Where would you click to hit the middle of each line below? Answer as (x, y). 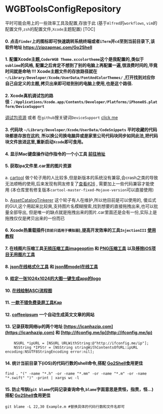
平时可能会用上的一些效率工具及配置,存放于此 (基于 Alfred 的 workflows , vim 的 (81, 23)
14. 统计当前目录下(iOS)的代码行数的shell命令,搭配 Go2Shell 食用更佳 (74, 363)
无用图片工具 (22, 254)
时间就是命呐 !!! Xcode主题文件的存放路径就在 (51, 71)
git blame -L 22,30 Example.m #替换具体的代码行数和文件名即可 (65, 407)
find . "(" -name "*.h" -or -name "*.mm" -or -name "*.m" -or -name (76, 374)
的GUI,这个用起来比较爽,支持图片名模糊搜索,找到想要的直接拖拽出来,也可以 (80, 206)
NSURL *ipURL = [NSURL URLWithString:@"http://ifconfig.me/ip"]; (81, 344)
